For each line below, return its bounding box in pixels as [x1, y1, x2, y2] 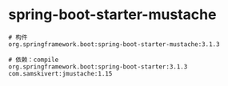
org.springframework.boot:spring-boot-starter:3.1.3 [8, 62, 188, 71]
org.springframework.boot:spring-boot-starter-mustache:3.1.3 [8, 40, 220, 49]
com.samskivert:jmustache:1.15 [8, 69, 113, 77]
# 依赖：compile [8, 56, 59, 64]
